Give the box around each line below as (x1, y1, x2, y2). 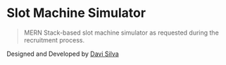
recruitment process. (23, 35, 85, 44)
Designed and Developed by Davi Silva (6, 49, 119, 58)
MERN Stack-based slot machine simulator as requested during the (23, 28, 219, 37)
